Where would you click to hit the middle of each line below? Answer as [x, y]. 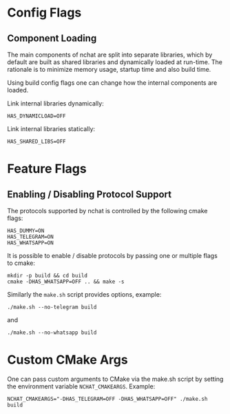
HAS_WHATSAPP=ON [30, 243]
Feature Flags [47, 169]
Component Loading [52, 38]
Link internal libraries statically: [51, 129]
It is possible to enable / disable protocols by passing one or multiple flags [113, 256]
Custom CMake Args [68, 360]
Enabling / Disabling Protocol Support [90, 194]
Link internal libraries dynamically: [56, 103]
